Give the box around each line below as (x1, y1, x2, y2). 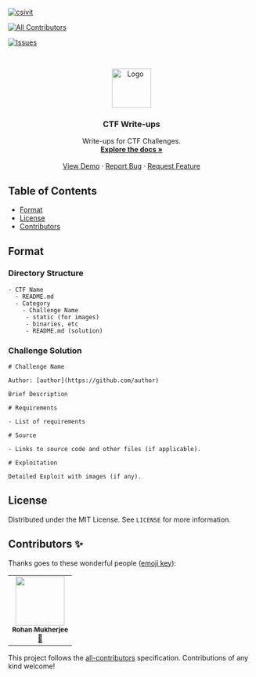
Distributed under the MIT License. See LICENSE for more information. (8, 515, 231, 524)
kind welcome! (8, 661, 56, 671)
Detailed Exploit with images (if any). (8, 473, 142, 481)
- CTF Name (8, 286, 44, 293)
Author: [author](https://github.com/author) (8, 377, 159, 384)
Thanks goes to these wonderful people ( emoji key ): (8, 558, 177, 568)
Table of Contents (8, 184, 98, 198)
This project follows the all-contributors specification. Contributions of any (8, 653, 249, 662)
